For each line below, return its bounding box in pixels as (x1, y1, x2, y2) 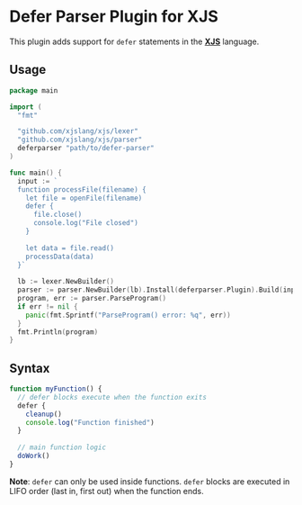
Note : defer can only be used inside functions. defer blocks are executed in (9, 475, 290, 487)
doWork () (17, 452, 50, 461)
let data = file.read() (25, 243, 115, 253)
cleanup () (25, 410, 63, 419)
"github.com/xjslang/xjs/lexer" (17, 127, 139, 136)
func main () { (9, 168, 63, 177)
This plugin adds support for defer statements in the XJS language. (9, 36, 260, 47)
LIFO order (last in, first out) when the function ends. (9, 485, 204, 496)
